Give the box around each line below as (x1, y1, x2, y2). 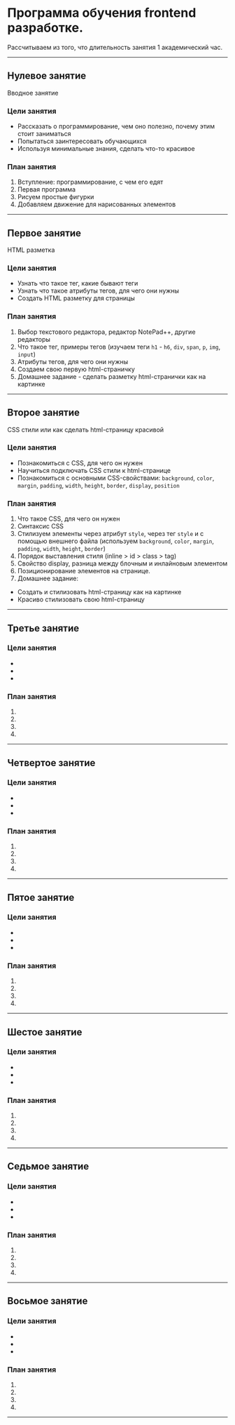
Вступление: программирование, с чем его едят (17, 178, 164, 187)
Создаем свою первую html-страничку (17, 365, 135, 373)
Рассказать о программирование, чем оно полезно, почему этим (17, 122, 215, 131)
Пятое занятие (7, 891, 75, 903)
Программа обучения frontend (7, 5, 197, 21)
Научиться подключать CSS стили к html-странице (17, 466, 171, 474)
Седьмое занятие (7, 1160, 90, 1172)
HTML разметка (7, 246, 55, 254)
